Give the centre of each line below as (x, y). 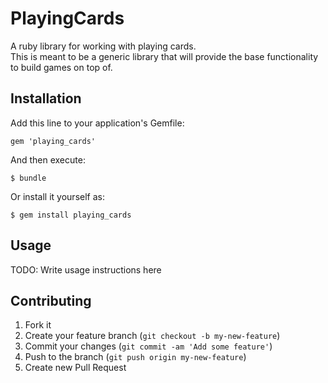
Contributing (51, 300)
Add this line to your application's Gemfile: (97, 123)
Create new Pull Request (75, 368)
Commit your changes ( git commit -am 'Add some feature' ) (148, 346)
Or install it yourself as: (57, 196)
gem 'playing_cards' (53, 141)
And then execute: (48, 159)
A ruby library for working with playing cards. (103, 46)
